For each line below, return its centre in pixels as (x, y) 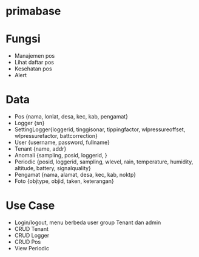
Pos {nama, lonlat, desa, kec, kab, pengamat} (71, 117)
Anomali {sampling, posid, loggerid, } (61, 156)
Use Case (30, 206)
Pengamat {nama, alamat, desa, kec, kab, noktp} (75, 175)
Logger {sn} (29, 123)
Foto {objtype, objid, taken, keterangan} (64, 181)
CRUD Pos (28, 242)
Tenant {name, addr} (40, 149)
